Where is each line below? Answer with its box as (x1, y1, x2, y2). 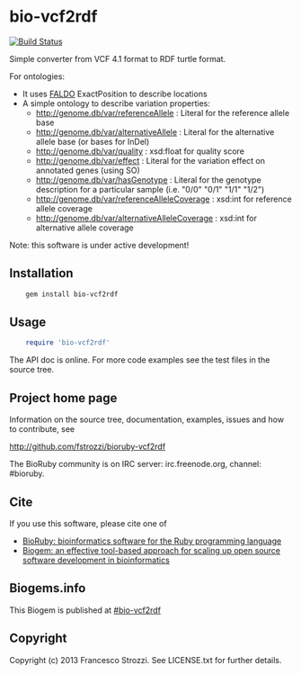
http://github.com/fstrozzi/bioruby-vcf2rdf (9, 441, 166, 452)
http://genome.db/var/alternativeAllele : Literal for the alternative (35, 126, 275, 137)
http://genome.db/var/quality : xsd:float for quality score (35, 146, 245, 157)
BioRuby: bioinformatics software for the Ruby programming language (22, 535, 282, 546)
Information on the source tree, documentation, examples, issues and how (9, 414, 285, 425)
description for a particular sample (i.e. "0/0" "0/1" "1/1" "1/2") (35, 184, 265, 194)
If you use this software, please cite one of (9, 517, 168, 528)
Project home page (9, 390, 118, 406)
